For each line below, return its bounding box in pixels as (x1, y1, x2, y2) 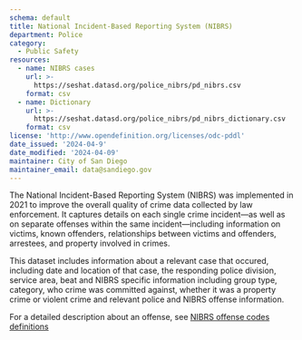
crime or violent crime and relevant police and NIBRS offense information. (9, 294, 285, 305)
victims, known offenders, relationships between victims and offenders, (9, 228, 277, 239)
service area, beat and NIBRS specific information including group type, (9, 275, 278, 286)
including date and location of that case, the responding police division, (9, 265, 277, 277)
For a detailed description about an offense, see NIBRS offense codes (9, 312, 270, 323)
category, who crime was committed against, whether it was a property (9, 285, 277, 296)
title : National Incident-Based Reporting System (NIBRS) (9, 22, 233, 31)
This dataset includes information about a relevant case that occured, (9, 256, 269, 267)
